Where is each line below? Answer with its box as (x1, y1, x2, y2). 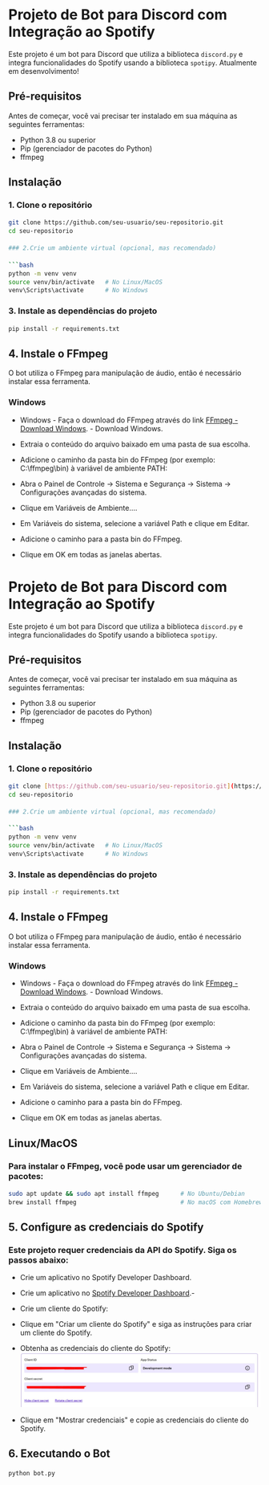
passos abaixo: (8, 1254, 69, 1266)
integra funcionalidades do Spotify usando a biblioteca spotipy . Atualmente (8, 58, 258, 67)
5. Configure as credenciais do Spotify (8, 1221, 204, 1234)
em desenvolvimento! (8, 66, 79, 75)
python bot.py (8, 1469, 56, 1477)
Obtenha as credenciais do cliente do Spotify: (19, 1344, 171, 1353)
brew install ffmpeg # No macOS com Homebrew (8, 1198, 263, 1206)
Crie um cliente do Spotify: (19, 1303, 109, 1314)
